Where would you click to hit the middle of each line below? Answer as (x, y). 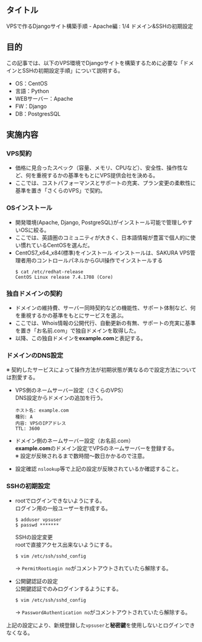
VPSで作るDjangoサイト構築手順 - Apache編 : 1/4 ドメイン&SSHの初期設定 (100, 26)
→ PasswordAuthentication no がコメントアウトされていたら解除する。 (103, 612)
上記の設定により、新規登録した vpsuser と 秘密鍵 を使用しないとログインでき (101, 625)
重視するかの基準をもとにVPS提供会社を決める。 (97, 176)
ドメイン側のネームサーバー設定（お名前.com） (74, 441)
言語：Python (32, 91)
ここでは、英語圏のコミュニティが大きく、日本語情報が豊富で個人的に (103, 237)
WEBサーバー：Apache (44, 98)
